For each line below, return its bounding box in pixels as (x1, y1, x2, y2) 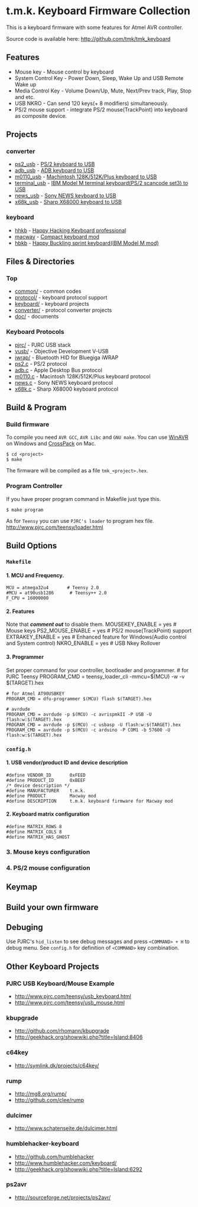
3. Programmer (6, 653, 44, 660)
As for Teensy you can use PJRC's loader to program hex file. (6, 517, 155, 524)
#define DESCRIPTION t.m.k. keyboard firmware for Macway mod (6, 798, 173, 804)
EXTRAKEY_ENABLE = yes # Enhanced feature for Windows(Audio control (6, 633, 187, 641)
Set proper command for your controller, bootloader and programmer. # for (6, 666, 189, 673)
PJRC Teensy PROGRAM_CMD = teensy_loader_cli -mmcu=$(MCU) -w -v (6, 673, 185, 680)
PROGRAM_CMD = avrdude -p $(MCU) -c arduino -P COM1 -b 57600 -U (6, 727, 170, 733)
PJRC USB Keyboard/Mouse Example (6, 979, 115, 988)
